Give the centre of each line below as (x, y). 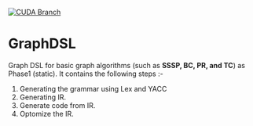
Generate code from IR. (57, 105)
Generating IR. (43, 97)
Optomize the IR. (46, 113)
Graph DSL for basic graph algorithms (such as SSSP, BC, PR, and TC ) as (127, 65)
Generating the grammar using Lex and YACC (93, 88)
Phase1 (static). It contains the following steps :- (86, 74)
